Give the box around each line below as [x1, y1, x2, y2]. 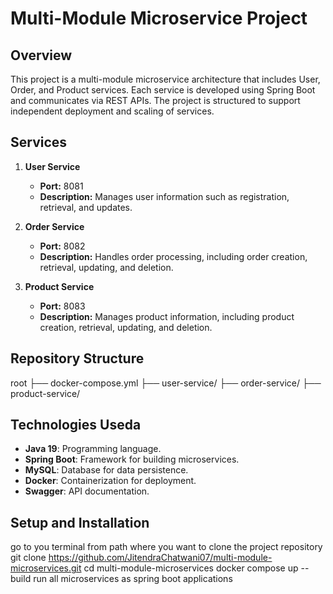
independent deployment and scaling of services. [10, 105, 215, 117]
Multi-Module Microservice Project [10, 7, 308, 30]
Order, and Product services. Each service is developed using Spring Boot [10, 84, 316, 96]
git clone [10, 552, 47, 564]
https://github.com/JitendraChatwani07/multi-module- [48, 552, 273, 564]
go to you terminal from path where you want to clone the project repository [10, 541, 323, 553]
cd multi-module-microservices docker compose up [83, 562, 299, 574]
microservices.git [10, 562, 82, 574]
